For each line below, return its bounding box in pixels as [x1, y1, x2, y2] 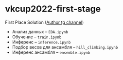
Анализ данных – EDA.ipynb [12, 29, 68, 34]
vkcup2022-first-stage [5, 3, 101, 15]
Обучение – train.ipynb [12, 34, 62, 40]
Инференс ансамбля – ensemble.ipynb [12, 49, 90, 55]
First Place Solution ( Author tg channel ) [5, 19, 84, 25]
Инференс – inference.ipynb [12, 39, 71, 45]
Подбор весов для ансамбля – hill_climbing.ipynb [12, 44, 118, 50]
